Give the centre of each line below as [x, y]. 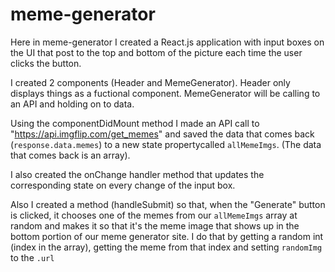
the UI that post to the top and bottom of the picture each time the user [156, 52]
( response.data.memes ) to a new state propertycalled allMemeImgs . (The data [166, 144]
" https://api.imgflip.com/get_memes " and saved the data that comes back [162, 134]
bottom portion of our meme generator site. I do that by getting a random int [167, 236]
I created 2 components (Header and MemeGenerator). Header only [150, 82]
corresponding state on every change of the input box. [123, 185]
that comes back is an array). [70, 155]
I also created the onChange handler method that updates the [137, 174]
